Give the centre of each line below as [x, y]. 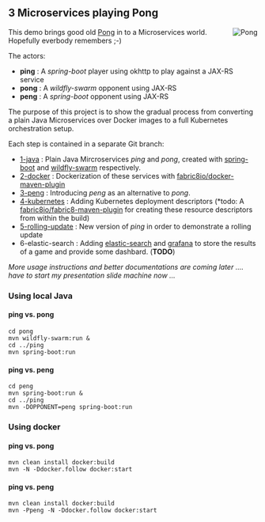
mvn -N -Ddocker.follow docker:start [70, 470]
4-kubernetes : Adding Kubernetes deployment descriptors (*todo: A [132, 201]
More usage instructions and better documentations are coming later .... [126, 267]
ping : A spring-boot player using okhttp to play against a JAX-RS [126, 71]
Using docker [34, 427]
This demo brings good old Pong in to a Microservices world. [108, 32]
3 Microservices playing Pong [83, 13]
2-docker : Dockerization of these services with [97, 176]
